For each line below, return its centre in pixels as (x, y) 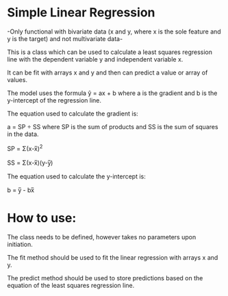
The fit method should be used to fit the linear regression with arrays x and (113, 257)
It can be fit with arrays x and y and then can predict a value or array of (107, 72)
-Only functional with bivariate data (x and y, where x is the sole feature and (114, 31)
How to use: (42, 218)
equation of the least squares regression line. (71, 285)
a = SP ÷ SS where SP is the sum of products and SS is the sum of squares (113, 126)
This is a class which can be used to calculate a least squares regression (110, 52)
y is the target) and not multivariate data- (65, 38)
